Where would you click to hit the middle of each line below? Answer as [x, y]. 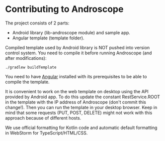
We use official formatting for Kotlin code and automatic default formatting [81, 128]
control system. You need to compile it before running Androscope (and [79, 53]
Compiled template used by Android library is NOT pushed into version [78, 47]
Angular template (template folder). [48, 38]
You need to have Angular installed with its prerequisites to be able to [76, 76]
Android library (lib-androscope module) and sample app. [71, 32]
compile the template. [27, 82]
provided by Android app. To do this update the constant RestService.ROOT [83, 97]
